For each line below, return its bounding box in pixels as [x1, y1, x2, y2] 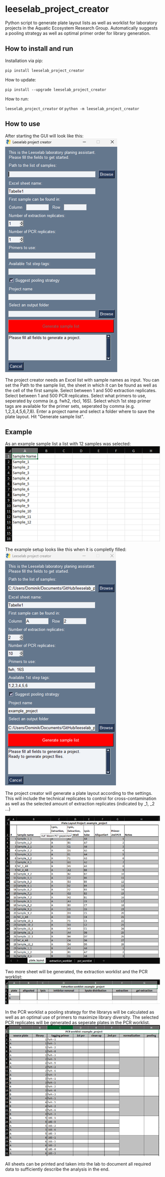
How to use [5, 120, 40, 128]
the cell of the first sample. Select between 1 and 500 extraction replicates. [5, 387, 157, 393]
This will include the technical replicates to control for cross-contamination [5, 795, 157, 801]
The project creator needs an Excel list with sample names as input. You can [5, 377, 160, 383]
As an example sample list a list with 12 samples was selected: [5, 441, 131, 447]
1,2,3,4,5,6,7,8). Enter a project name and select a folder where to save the [5, 408, 155, 414]
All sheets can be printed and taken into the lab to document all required [5, 1161, 151, 1167]
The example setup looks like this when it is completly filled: [5, 546, 127, 552]
